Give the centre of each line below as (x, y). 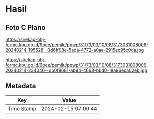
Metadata (21, 86)
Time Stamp (22, 108)
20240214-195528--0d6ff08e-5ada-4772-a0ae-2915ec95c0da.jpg (75, 50)
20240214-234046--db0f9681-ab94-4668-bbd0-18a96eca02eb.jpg (76, 70)
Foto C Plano (25, 28)
